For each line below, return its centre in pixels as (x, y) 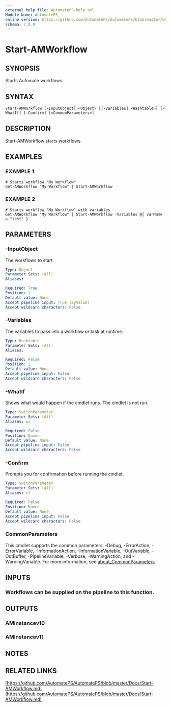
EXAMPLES (24, 157)
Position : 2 (18, 364)
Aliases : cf (18, 493)
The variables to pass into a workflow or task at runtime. (64, 331)
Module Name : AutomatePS (32, 15)
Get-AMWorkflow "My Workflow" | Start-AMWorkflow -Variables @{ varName (84, 214)
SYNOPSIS (23, 68)
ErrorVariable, (20, 551)
